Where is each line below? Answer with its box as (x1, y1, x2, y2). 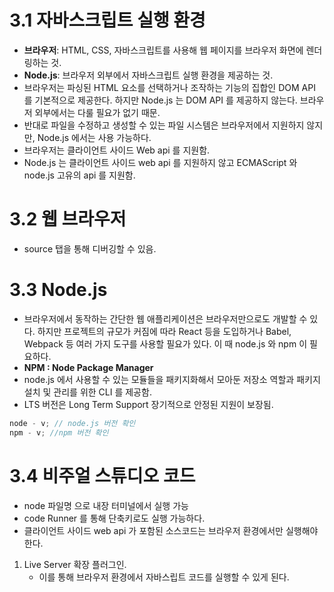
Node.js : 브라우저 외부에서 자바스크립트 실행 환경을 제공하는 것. (23, 69, 274, 81)
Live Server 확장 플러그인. (23, 558, 127, 570)
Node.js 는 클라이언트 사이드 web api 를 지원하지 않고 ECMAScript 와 (23, 156, 298, 168)
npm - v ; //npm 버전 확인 (9, 427, 109, 438)
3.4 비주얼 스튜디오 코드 (9, 464, 196, 487)
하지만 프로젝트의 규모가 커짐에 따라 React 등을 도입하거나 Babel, (37, 325, 292, 337)
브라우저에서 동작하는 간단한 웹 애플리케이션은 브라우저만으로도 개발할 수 (23, 312, 308, 325)
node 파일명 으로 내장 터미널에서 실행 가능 (23, 499, 189, 511)
